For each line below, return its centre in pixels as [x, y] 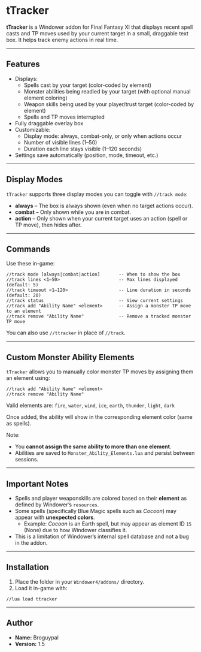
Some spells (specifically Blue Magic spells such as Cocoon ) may [95, 511]
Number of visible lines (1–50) [60, 142]
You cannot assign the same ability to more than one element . [93, 446]
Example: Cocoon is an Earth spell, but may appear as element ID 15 [108, 524]
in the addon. [31, 543]
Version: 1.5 [30, 644]
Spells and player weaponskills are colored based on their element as [101, 498]
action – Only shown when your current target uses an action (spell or [101, 218]
